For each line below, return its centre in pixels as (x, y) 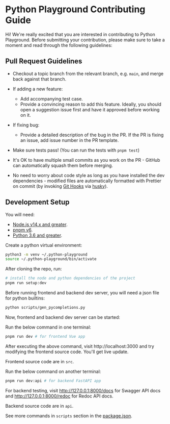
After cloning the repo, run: (34, 269)
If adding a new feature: (38, 89)
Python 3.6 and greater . (37, 235)
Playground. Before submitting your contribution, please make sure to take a (85, 40)
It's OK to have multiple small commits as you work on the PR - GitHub (86, 160)
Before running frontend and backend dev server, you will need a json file (82, 293)
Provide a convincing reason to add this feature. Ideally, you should (91, 104)
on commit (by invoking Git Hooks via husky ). (60, 186)
